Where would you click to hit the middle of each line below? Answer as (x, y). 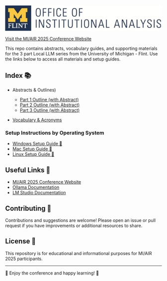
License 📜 (21, 241)
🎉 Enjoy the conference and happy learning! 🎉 (52, 273)
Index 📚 (18, 75)
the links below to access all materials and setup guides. (63, 59)
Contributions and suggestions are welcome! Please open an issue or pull (80, 221)
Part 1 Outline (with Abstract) (49, 100)
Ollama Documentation (36, 187)
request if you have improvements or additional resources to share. (74, 226)
